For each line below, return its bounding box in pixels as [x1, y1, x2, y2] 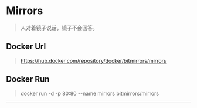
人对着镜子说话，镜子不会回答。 [20, 24, 98, 31]
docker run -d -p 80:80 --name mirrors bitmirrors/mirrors [20, 90, 159, 97]
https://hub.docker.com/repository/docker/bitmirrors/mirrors [20, 57, 167, 64]
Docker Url [6, 42, 46, 52]
